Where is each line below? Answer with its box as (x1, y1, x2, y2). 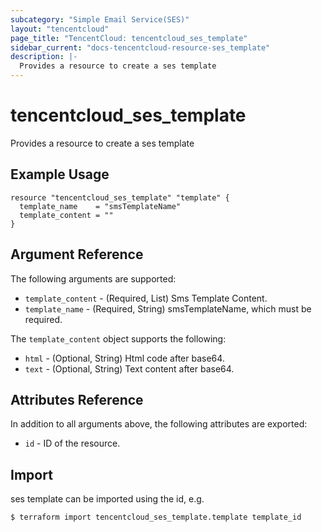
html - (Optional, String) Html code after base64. (24, 352, 225, 364)
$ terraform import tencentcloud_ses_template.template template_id (10, 512, 302, 523)
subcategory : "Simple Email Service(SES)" (10, 14, 190, 25)
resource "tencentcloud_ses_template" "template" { (10, 192, 230, 203)
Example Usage (10, 166, 110, 183)
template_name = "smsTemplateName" (19, 201, 182, 211)
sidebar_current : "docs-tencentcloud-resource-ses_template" (10, 42, 271, 53)
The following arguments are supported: (10, 272, 177, 285)
